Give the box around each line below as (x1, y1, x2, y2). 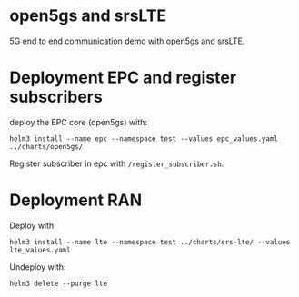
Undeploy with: (9, 261, 66, 272)
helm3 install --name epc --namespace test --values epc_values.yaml (9, 134, 279, 144)
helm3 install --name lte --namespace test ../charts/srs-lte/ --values (9, 237, 291, 246)
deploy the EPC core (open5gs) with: (9, 116, 148, 127)
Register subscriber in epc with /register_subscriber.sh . (9, 158, 224, 169)
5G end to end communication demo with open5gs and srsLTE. (9, 35, 245, 46)
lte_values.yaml (9, 245, 71, 254)
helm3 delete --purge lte (9, 279, 107, 288)
